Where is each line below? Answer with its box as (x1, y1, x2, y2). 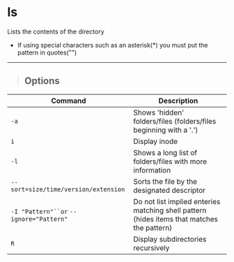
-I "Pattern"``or (10, 208, 68, 215)
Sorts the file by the (133, 176, 197, 186)
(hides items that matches (133, 214, 218, 224)
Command (51, 96, 86, 105)
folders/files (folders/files (133, 116, 217, 126)
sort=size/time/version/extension (10, 185, 125, 193)
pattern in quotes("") (17, 48, 77, 57)
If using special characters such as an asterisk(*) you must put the (17, 41, 208, 49)
